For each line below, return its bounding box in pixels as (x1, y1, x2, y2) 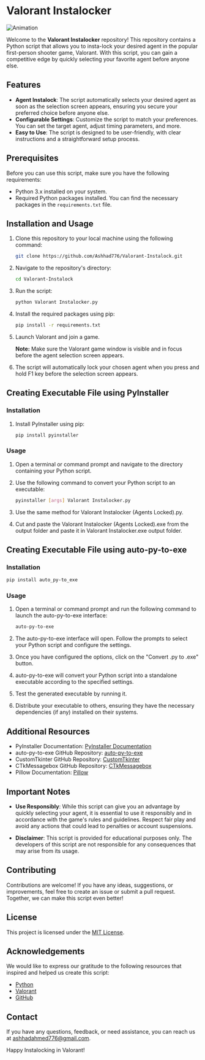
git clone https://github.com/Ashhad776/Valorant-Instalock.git (15, 253, 183, 260)
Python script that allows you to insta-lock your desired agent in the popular (6, 42, 198, 50)
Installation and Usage (6, 219, 94, 229)
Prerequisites (6, 153, 59, 163)
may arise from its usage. (15, 847, 80, 854)
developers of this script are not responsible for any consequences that (15, 840, 196, 848)
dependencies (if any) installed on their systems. (15, 708, 139, 716)
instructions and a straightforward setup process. (15, 135, 140, 142)
